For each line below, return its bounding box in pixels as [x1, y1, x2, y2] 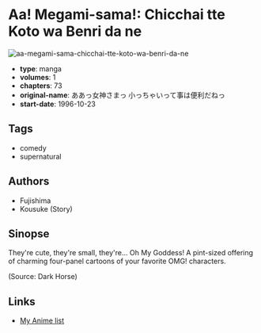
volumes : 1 [19, 72, 56, 82]
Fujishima [19, 196, 51, 205]
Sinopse [8, 227, 50, 240]
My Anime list [19, 316, 65, 326]
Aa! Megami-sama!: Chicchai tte [8, 6, 225, 24]
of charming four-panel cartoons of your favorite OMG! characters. [8, 256, 227, 266]
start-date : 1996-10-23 [19, 99, 96, 109]
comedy [19, 143, 47, 152]
